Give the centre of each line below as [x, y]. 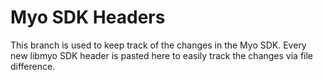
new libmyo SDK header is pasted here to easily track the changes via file [162, 55]
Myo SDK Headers [88, 17]
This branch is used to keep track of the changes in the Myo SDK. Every [158, 45]
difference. [33, 66]
